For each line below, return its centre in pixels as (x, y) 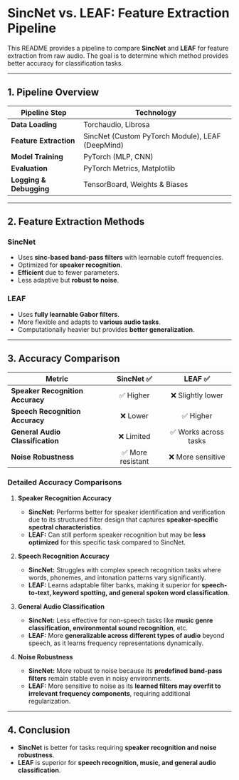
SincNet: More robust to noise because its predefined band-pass (125, 670)
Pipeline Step (44, 112)
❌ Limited (134, 436)
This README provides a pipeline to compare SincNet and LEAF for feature (118, 48)
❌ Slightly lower (197, 395)
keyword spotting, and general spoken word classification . (141, 592)
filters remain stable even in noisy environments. (100, 678)
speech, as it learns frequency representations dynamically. (116, 643)
